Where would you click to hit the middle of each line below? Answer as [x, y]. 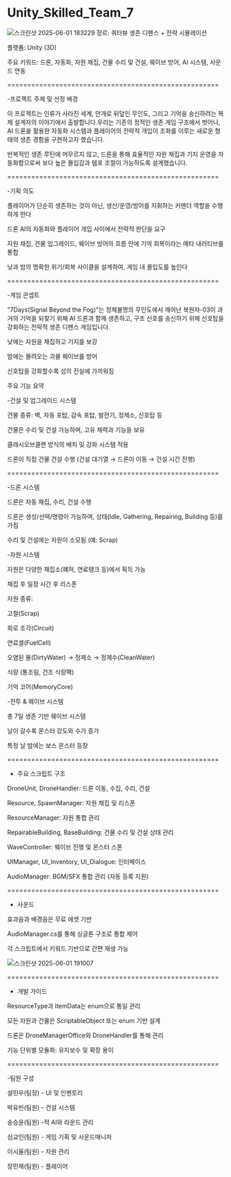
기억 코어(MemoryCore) [40, 686]
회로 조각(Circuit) [31, 628]
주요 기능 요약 [26, 386]
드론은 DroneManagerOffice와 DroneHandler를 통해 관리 [86, 1035]
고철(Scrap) [23, 613]
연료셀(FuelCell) [29, 642]
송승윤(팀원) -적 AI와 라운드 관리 [51, 1122]
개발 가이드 [32, 991]
